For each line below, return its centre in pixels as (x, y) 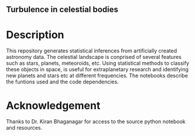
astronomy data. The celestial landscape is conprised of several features (94, 57)
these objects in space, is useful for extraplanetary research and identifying (97, 69)
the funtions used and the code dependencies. (62, 82)
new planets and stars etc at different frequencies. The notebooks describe (97, 76)
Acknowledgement (53, 105)
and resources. (24, 128)
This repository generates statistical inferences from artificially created (92, 51)
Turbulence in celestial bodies (62, 10)
